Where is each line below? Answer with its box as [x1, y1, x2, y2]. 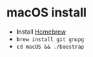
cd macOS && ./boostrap [16, 43, 85, 50]
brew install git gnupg [16, 36, 85, 43]
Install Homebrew [16, 27, 66, 36]
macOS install [6, 5, 87, 21]
